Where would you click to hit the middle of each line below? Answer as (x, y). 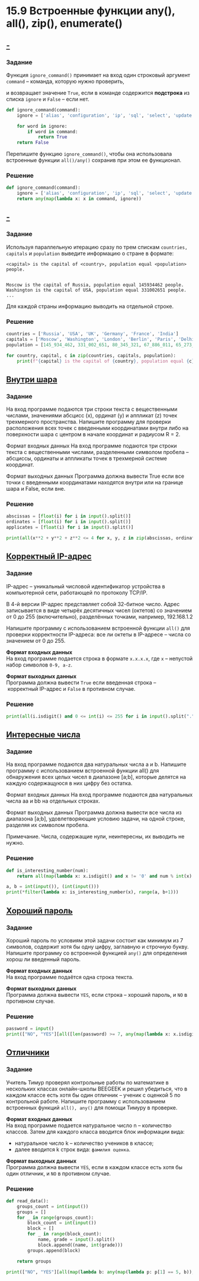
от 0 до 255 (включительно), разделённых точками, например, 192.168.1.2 (99, 616)
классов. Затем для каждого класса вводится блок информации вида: (95, 1131)
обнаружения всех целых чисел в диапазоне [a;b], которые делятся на (96, 777)
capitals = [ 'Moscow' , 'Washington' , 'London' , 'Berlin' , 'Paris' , (91, 339)
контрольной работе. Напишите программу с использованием (86, 1101)
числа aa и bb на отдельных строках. (53, 801)
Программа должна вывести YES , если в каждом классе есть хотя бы (94, 1167)
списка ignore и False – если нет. (48, 99)
